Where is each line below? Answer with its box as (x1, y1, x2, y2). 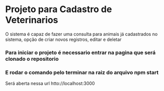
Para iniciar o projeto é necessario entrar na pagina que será (5, 49, 156, 56)
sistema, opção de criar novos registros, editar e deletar (5, 36, 122, 42)
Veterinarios (5, 14, 59, 26)
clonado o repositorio (5, 55, 59, 62)
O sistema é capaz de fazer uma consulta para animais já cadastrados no (5, 31, 158, 37)
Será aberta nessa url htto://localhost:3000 (5, 80, 95, 86)
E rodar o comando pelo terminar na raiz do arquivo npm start (5, 69, 159, 76)
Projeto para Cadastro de (5, 4, 112, 15)
